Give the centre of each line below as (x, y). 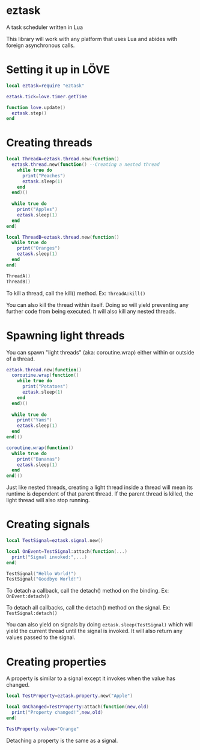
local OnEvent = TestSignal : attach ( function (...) (67, 551)
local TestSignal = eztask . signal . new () (55, 541)
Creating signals (48, 525)
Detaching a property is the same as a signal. (62, 740)
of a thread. (20, 359)
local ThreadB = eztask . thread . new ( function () (63, 237)
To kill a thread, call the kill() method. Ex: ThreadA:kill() (76, 293)
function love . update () (36, 107)
